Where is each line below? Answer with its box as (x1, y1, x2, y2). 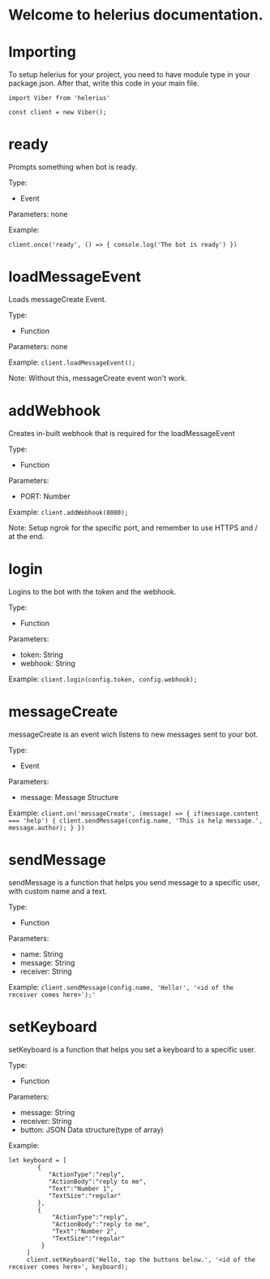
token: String (19, 650, 63, 659)
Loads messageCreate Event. (8, 295, 107, 304)
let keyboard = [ (8, 1156, 67, 1164)
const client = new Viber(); (8, 108, 107, 117)
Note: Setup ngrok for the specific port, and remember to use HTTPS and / (8, 522, 258, 533)
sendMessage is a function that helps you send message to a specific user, (8, 877, 260, 887)
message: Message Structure (19, 792, 119, 802)
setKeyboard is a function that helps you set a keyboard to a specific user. (8, 1044, 256, 1054)
